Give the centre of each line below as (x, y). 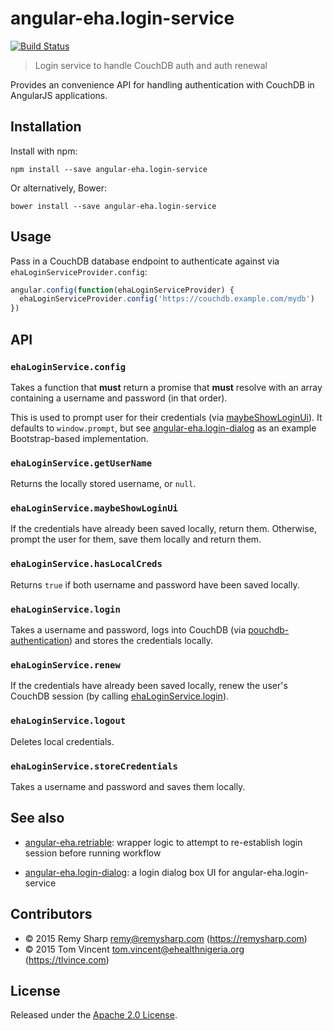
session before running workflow (93, 853)
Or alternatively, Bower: (58, 188)
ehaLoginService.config (68, 366)
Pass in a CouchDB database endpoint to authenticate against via (145, 261)
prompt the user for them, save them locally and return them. (136, 539)
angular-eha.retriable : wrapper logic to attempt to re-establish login (163, 842)
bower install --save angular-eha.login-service (113, 206)
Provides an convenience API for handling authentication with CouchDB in (162, 84)
